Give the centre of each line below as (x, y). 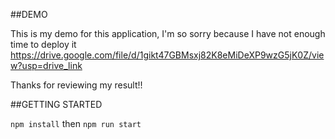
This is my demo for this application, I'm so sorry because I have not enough (168, 33)
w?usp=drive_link (46, 65)
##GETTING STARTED (56, 104)
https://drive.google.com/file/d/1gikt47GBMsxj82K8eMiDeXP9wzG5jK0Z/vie (167, 55)
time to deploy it (43, 44)
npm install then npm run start (76, 123)
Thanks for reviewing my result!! (76, 85)
